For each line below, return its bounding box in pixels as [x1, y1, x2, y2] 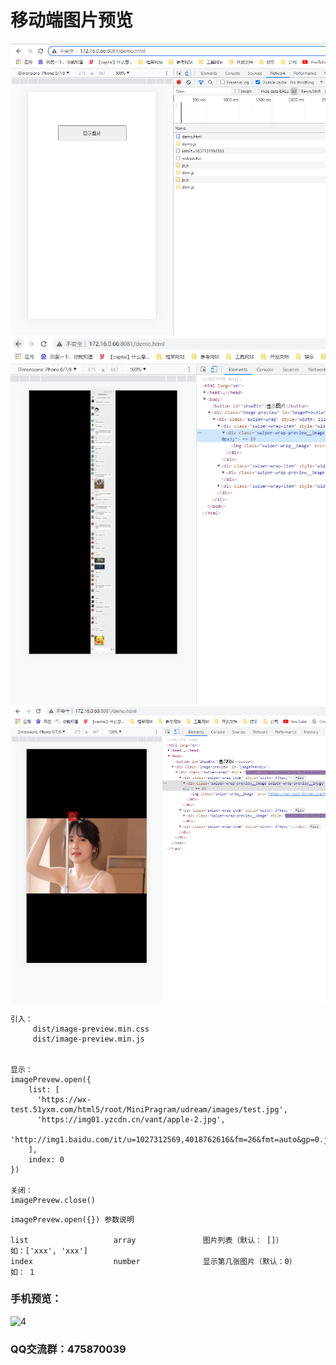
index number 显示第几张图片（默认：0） [10, 1256, 297, 1266]
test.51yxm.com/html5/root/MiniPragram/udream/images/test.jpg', [10, 1104, 288, 1115]
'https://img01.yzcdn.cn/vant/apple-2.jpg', [36, 1114, 226, 1125]
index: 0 [28, 1154, 65, 1165]
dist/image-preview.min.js [32, 1034, 145, 1044]
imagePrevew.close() [10, 1195, 97, 1205]
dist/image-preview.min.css [32, 1024, 150, 1034]
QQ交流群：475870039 [10, 1342, 127, 1356]
